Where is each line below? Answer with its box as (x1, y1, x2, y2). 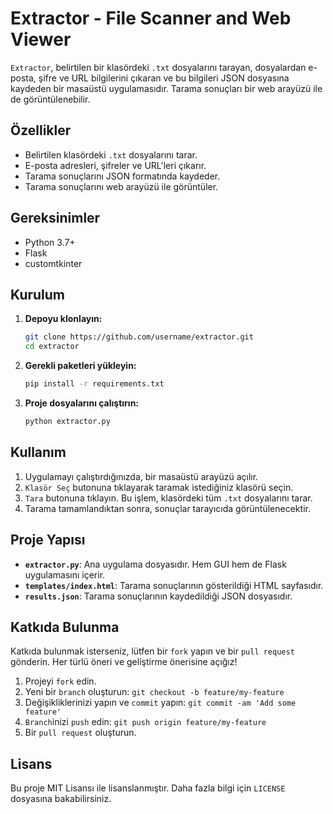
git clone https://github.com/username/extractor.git (24, 332, 254, 342)
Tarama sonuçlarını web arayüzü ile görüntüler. (24, 180, 219, 192)
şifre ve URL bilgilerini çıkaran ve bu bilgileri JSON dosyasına (38, 72, 290, 84)
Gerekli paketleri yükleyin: (24, 360, 137, 372)
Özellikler (10, 122, 72, 139)
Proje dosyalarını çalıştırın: (24, 397, 140, 409)
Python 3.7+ (24, 236, 76, 248)
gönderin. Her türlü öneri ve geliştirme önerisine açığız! (10, 656, 238, 668)
